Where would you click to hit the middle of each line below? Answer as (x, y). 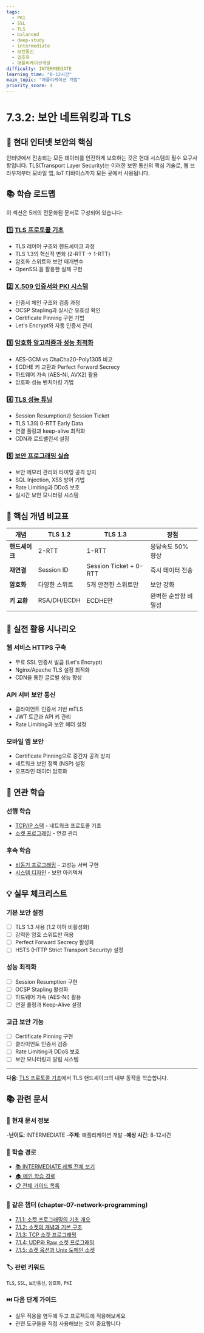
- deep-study (28, 40)
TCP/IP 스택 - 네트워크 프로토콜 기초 (58, 826)
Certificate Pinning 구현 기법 (50, 318)
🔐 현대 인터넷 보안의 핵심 (49, 142)
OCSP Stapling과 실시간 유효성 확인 (58, 310)
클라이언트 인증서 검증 (41, 1044)
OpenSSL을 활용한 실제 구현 (49, 269)
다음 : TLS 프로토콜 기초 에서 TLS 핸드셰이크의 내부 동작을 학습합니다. (87, 1078)
